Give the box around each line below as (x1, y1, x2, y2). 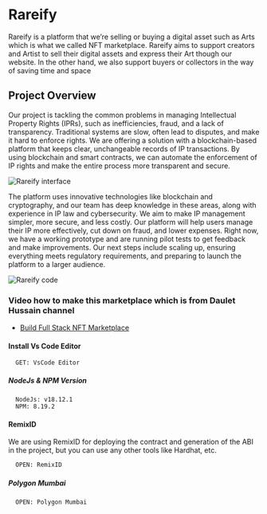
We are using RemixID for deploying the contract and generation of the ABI (8, 437, 253, 447)
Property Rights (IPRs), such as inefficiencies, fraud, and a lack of (8, 118, 225, 128)
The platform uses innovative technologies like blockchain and (8, 191, 214, 201)
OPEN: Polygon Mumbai (15, 498, 88, 507)
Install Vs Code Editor (8, 341, 81, 351)
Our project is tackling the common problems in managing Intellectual (8, 110, 237, 120)
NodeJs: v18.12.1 (15, 396, 73, 404)
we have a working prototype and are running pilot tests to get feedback (8, 233, 245, 244)
